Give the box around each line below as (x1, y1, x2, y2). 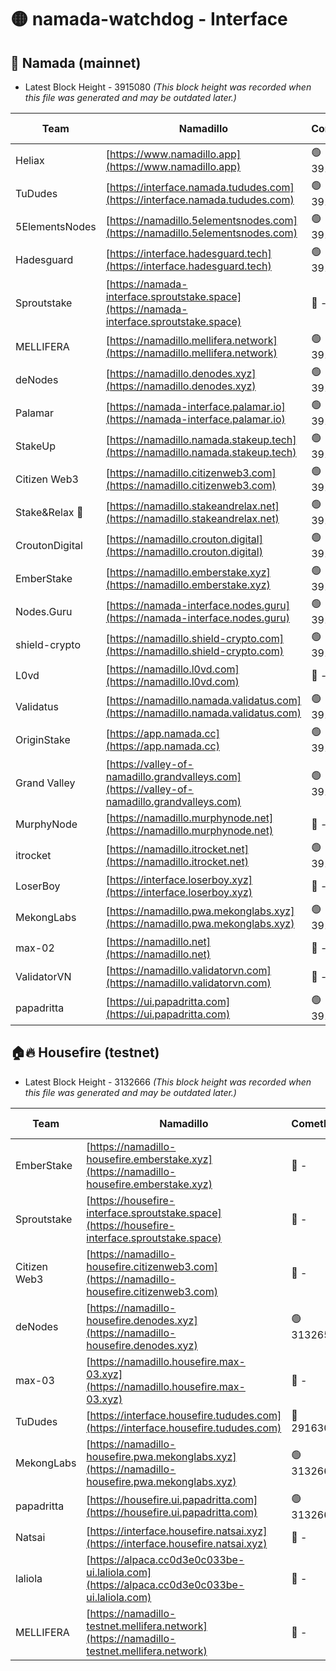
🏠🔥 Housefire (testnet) (10, 1044, 160, 1061)
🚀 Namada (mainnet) (10, 54, 142, 71)
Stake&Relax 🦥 (15, 505, 84, 519)
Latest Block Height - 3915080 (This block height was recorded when (24, 81, 312, 93)
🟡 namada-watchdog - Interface (10, 8, 288, 31)
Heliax (15, 153, 45, 167)
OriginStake (15, 732, 71, 746)
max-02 (15, 941, 55, 955)
